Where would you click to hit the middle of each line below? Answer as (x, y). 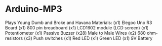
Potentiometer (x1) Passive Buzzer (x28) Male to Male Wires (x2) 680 (75, 33)
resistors (14, 38)
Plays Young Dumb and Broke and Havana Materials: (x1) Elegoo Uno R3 (79, 23)
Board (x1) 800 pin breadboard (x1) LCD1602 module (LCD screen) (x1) (77, 27)
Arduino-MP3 (34, 9)
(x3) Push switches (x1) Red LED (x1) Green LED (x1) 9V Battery (88, 38)
